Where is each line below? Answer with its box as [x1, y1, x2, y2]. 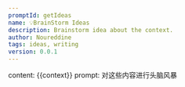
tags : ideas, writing [8, 41, 79, 49]
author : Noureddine [8, 33, 72, 42]
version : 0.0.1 [8, 48, 58, 56]
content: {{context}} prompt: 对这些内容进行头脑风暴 [8, 71, 178, 79]
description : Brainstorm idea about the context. [8, 26, 174, 34]
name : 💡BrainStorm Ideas [8, 19, 90, 27]
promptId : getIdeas [8, 11, 72, 20]
